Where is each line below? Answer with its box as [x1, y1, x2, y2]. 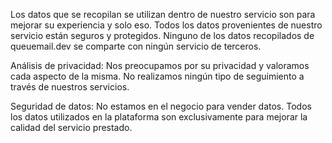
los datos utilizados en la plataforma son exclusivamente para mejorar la [10, 111, 308, 123]
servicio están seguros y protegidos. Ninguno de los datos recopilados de [10, 30, 315, 41]
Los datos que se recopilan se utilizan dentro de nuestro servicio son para [10, 9, 316, 20]
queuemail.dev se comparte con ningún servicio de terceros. [10, 40, 262, 52]
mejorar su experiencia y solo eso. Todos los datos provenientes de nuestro [10, 19, 323, 31]
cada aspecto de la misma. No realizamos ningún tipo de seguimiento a [10, 70, 305, 82]
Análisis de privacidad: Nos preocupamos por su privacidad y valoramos [10, 60, 310, 71]
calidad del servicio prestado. [10, 122, 133, 133]
